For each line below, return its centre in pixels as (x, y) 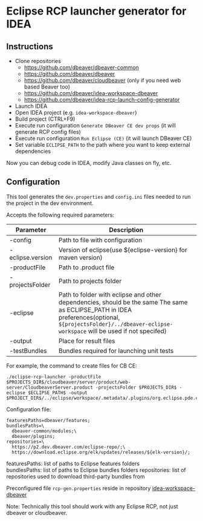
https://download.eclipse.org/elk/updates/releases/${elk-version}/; (101, 452)
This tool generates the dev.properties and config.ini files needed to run (99, 197)
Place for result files (87, 341)
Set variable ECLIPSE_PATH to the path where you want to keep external (102, 145)
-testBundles (28, 351)
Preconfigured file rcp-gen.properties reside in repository (79, 488)
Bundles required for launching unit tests (116, 351)
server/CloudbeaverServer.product (50, 387)
